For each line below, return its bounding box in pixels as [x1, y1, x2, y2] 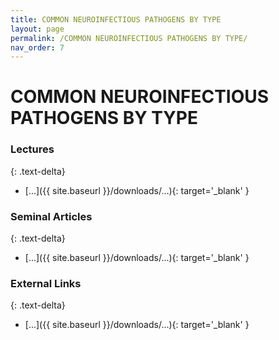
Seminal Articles [10, 209, 93, 223]
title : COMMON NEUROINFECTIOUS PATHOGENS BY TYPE [10, 14, 222, 25]
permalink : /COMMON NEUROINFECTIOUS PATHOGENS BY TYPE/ [10, 33, 248, 43]
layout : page [10, 24, 65, 34]
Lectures [10, 142, 55, 156]
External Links [10, 276, 82, 290]
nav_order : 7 [10, 42, 65, 53]
